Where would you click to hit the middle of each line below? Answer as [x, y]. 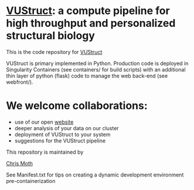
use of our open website [44, 122]
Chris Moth [20, 163]
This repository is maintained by [45, 152]
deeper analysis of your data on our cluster [67, 128]
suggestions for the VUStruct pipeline [60, 140]
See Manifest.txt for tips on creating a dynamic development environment [95, 175]
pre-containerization [31, 181]
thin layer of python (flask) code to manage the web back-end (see [87, 76]
